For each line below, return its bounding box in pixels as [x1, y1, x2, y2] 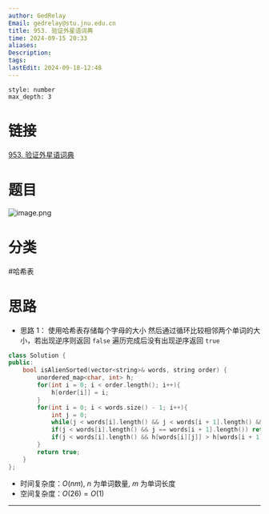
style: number [8, 86, 56, 94]
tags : [8, 57, 26, 65]
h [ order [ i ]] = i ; [50, 388, 110, 396]
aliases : [8, 42, 38, 50]
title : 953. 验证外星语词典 [8, 26, 94, 34]
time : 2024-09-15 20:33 [8, 34, 88, 42]
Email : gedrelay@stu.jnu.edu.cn [8, 19, 116, 27]
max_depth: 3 [8, 93, 52, 101]
